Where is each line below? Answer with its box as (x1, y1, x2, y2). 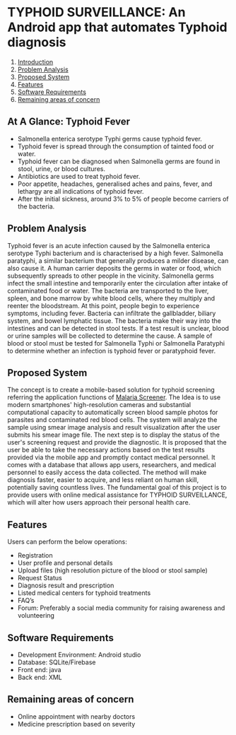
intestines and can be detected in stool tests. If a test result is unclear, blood (7, 324, 230, 332)
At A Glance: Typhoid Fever (7, 116, 131, 128)
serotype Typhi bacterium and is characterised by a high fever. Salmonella (7, 249, 224, 257)
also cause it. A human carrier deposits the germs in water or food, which (7, 264, 221, 272)
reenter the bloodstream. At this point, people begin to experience (7, 301, 200, 310)
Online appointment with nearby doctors (17, 712, 136, 721)
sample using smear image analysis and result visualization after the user (7, 423, 220, 432)
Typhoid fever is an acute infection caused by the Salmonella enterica (7, 241, 211, 249)
